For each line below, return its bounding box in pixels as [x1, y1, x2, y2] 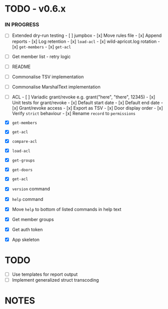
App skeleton [12, 236, 40, 242]
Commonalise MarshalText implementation [12, 84, 101, 90]
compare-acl [12, 139, 37, 144]
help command [12, 196, 43, 202]
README [12, 64, 31, 70]
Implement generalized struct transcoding [12, 277, 99, 283]
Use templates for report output [12, 271, 78, 277]
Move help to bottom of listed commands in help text [12, 206, 122, 212]
